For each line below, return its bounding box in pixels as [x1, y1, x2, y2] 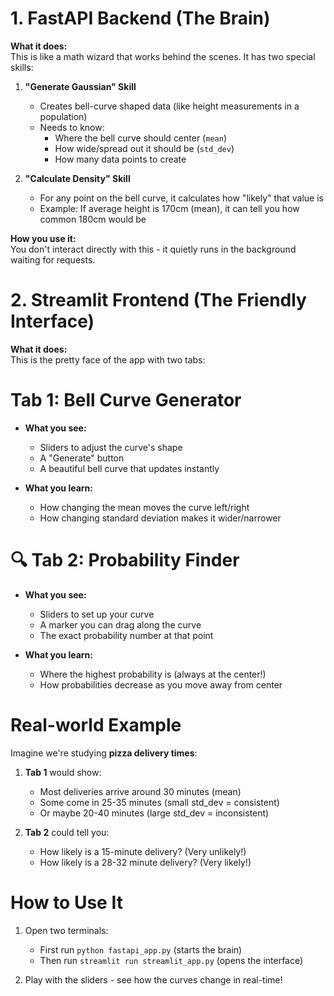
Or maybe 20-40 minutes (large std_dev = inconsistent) [39, 807, 270, 819]
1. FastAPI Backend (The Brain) [10, 7, 271, 30]
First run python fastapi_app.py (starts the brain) [39, 943, 243, 956]
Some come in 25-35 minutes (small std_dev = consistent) [39, 796, 280, 808]
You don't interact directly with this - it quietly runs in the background [10, 243, 297, 255]
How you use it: [10, 232, 77, 244]
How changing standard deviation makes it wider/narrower [39, 512, 282, 524]
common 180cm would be [39, 213, 147, 225]
